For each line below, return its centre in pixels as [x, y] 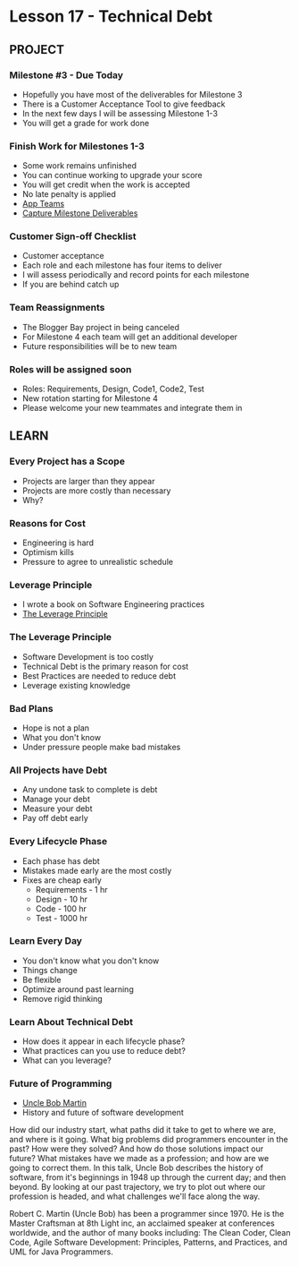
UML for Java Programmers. [62, 1252]
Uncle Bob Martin [54, 1103]
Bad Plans [31, 708]
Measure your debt [57, 808]
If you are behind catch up [71, 285]
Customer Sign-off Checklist [73, 236]
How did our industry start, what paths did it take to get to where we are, [143, 1130]
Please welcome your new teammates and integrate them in [132, 408]
